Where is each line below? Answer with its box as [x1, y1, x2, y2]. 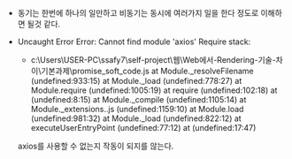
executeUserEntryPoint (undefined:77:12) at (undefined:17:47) [30, 123, 257, 132]
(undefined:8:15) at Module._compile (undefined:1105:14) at [30, 95, 247, 104]
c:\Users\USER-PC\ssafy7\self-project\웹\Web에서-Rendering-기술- [30, 55, 276, 64]
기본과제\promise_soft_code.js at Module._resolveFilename [41, 65, 254, 76]
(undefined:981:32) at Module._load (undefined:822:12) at [30, 113, 242, 124]
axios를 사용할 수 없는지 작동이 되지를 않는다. [17, 140, 174, 151]
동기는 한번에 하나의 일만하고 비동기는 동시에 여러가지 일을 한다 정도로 [17, 8, 259, 18]
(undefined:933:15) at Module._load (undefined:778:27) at [30, 76, 242, 86]
